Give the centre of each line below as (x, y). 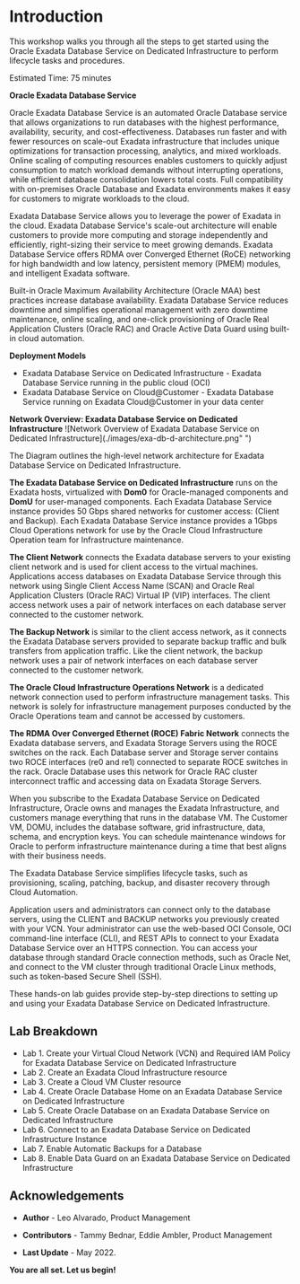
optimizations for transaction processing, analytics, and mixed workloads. (146, 151)
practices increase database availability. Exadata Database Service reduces (149, 300)
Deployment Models (48, 356)
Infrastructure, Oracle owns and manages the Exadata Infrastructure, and (144, 808)
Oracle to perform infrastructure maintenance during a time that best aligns (148, 846)
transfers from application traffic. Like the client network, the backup (136, 651)
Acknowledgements (67, 1196)
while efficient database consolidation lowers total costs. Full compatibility (146, 179)
